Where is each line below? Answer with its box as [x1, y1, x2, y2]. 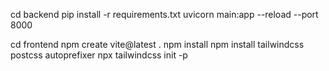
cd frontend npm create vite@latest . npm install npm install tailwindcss [10, 39, 305, 50]
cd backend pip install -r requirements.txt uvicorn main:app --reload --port [10, 9, 319, 20]
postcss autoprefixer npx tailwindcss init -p [10, 49, 188, 61]
